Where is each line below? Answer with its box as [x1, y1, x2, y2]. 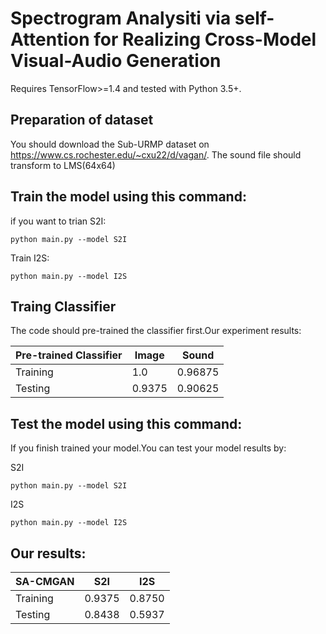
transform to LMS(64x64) [10, 159, 116, 171]
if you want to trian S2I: [10, 215, 107, 227]
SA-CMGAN [15, 575, 75, 588]
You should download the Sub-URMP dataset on [10, 138, 210, 150]
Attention [10, 28, 90, 51]
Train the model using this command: [10, 188, 247, 206]
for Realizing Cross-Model [93, 28, 317, 51]
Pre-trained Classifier [15, 348, 123, 362]
